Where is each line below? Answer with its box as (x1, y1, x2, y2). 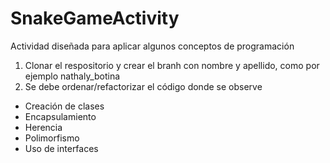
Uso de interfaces (24, 142, 99, 154)
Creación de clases (24, 100, 105, 112)
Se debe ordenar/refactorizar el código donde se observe (24, 80, 263, 92)
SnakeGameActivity (10, 7, 180, 30)
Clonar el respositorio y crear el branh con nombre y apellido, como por (24, 59, 320, 71)
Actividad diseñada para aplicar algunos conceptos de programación (10, 40, 295, 52)
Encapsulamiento (24, 110, 97, 122)
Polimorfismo (24, 132, 80, 144)
